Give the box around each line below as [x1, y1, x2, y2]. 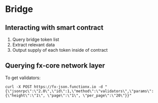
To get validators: [5, 75, 41, 81]
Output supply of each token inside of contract [12, 47, 108, 53]
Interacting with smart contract [5, 23, 104, 32]
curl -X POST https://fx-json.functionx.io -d [5, 84, 103, 89]
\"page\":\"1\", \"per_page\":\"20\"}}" [47, 93, 132, 98]
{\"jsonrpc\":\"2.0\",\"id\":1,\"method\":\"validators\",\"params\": [5, 89, 154, 94]
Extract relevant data [12, 42, 55, 48]
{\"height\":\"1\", [5, 93, 46, 98]
